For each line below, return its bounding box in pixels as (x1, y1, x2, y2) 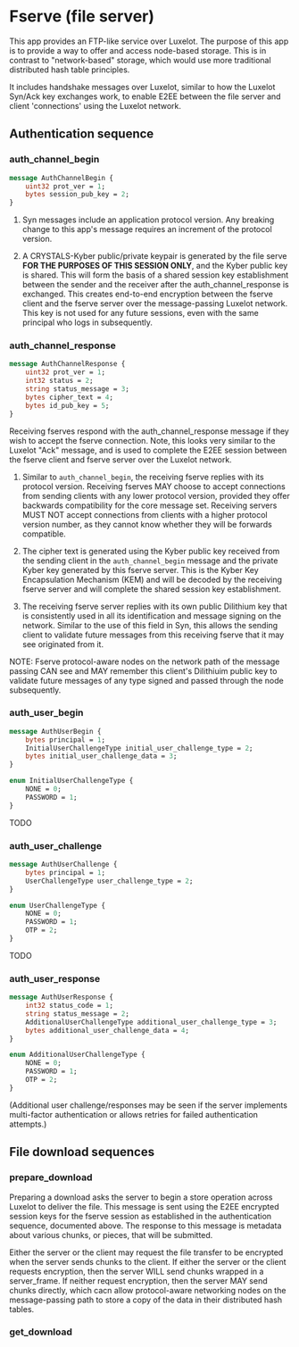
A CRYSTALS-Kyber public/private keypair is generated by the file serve (21, 251, 287, 262)
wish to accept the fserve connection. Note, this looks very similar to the (9, 435, 276, 445)
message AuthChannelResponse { (9, 360, 126, 369)
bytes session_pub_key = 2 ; (25, 190, 129, 199)
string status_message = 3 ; (25, 385, 129, 394)
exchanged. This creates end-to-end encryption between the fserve (21, 288, 274, 300)
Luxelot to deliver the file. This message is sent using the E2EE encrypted (9, 1201, 279, 1211)
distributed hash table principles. (9, 64, 130, 75)
